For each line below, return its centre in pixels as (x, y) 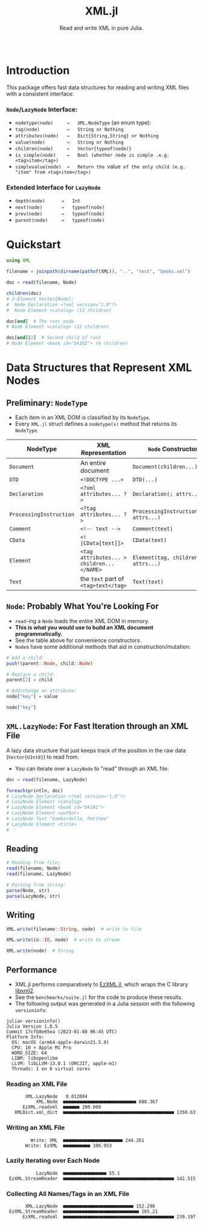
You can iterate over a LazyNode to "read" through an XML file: (92, 768)
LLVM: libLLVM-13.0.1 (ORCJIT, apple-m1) (65, 1063)
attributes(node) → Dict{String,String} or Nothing (87, 136)
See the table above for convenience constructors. (78, 640)
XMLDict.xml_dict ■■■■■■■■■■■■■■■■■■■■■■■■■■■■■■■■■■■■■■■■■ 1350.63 (105, 1112)
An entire (93, 463)
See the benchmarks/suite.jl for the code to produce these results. (99, 997)
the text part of (102, 579)
